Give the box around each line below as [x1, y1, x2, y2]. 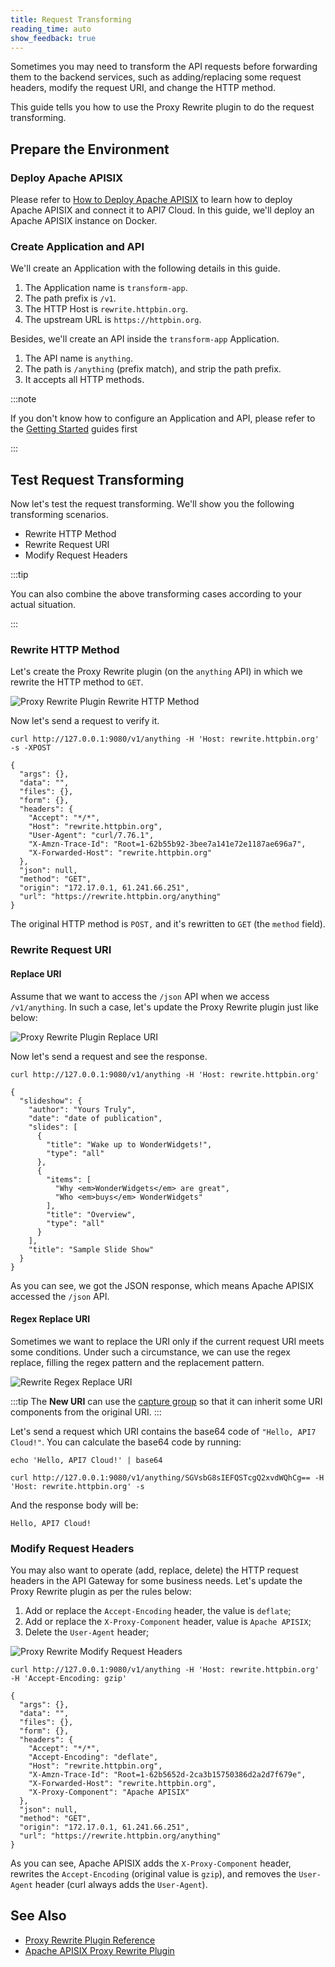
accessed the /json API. [10, 1290, 110, 1302]
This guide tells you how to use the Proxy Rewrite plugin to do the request [10, 101, 315, 113]
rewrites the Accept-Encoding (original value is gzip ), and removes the [10, 1868, 297, 1880]
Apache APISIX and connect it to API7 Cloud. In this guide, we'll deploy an [10, 204, 315, 216]
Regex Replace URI [10, 1313, 91, 1325]
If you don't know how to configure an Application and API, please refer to [10, 412, 316, 425]
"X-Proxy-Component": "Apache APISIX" [28, 1787, 190, 1798]
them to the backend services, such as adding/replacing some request [10, 71, 302, 83]
